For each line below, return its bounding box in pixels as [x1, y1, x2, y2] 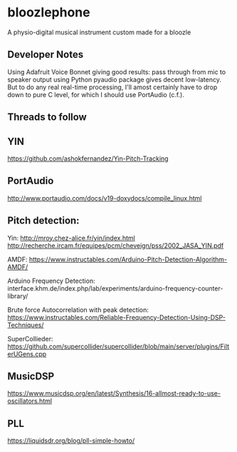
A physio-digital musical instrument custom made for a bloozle [7, 28, 191, 36]
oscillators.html [7, 397, 52, 406]
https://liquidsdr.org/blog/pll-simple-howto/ [7, 436, 135, 445]
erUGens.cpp [7, 349, 47, 358]
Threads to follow [7, 111, 87, 124]
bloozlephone [7, 4, 90, 21]
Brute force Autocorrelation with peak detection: [7, 305, 149, 314]
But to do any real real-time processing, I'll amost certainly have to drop [7, 83, 218, 91]
